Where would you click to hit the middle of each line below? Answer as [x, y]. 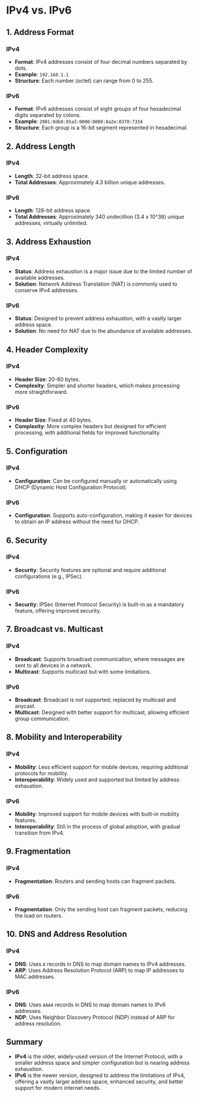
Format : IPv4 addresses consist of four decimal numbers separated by [101, 62]
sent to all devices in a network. [53, 665]
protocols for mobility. [41, 773]
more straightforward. [41, 391]
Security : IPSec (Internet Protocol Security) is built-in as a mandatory [99, 604]
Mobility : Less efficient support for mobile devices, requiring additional [101, 767]
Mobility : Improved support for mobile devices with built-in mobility [97, 814]
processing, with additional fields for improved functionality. [88, 433]
